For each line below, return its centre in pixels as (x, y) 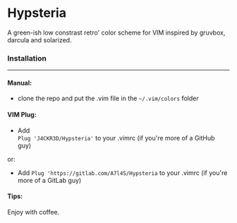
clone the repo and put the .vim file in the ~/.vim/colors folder (108, 98)
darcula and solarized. (39, 40)
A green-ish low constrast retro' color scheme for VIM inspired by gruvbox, (116, 32)
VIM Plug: (22, 115)
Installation (27, 58)
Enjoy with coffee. (34, 212)
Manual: (20, 83)
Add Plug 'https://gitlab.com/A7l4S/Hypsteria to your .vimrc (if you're (122, 173)
